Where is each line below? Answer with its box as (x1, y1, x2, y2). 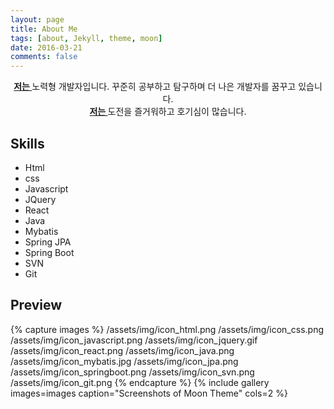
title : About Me (10, 24, 78, 34)
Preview (10, 297, 63, 314)
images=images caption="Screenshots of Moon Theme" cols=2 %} (10, 387, 288, 399)
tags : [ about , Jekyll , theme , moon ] (10, 33, 163, 43)
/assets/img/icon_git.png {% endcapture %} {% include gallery (10, 376, 270, 388)
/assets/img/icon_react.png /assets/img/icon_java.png (10, 344, 235, 356)
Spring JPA (24, 236, 72, 248)
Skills (10, 135, 45, 152)
